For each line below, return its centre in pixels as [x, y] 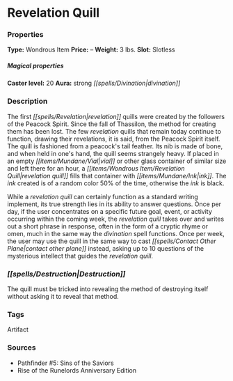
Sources [22, 348]
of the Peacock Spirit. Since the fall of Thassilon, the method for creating [112, 124]
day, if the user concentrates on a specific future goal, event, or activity [110, 211]
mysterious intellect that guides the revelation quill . [80, 256]
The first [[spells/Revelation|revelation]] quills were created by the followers [116, 116]
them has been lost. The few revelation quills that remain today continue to [114, 131]
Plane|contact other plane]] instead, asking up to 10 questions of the [105, 248]
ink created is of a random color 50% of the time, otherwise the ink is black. [116, 183]
